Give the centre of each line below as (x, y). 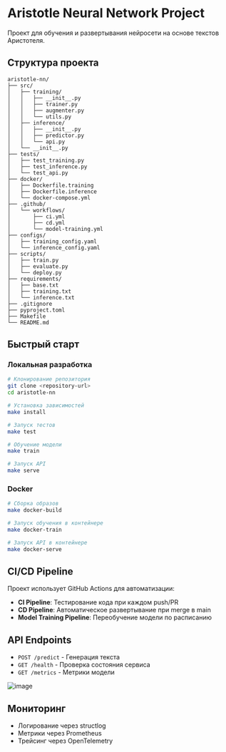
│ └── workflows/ (36, 210)
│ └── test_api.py (38, 172)
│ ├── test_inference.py (47, 166)
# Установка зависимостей (46, 406)
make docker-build (35, 510)
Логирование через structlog (62, 726)
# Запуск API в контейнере (47, 542)
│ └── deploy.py (35, 272)
